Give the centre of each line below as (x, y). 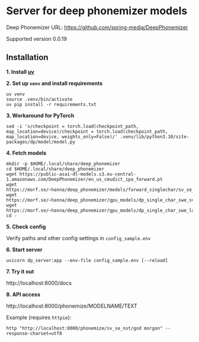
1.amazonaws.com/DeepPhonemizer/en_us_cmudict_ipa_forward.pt (84, 179)
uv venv (16, 94)
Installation (27, 57)
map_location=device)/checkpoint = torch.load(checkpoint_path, (87, 132)
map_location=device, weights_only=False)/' (62, 137)
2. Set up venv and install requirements (54, 83)
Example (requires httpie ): (39, 317)
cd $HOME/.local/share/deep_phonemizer (55, 169)
